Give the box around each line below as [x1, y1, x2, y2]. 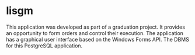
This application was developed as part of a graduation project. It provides [6, 23, 186, 30]
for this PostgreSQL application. [6, 42, 83, 49]
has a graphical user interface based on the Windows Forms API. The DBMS [6, 36, 190, 43]
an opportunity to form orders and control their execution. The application [6, 29, 184, 36]
